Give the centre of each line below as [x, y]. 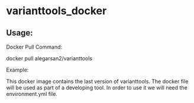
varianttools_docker [56, 11]
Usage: [20, 33]
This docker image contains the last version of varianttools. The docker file [97, 81]
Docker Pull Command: [34, 47]
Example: [17, 70]
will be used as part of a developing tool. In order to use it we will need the [97, 88]
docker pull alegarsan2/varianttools [49, 58]
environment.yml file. [32, 94]
